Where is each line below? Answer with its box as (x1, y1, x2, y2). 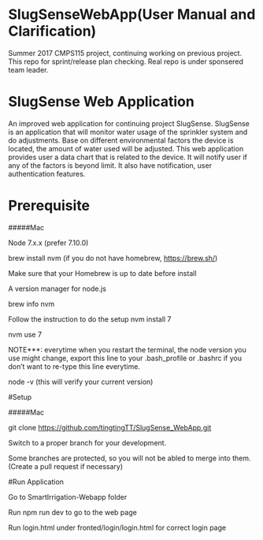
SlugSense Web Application (8, 93, 194, 111)
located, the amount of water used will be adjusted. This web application (8, 143, 244, 153)
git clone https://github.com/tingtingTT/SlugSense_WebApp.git (8, 423, 212, 432)
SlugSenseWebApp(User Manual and (8, 6, 256, 24)
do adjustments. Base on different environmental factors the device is (8, 136, 234, 145)
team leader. (8, 65, 49, 74)
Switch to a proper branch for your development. (8, 438, 167, 447)
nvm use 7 (8, 330, 42, 339)
